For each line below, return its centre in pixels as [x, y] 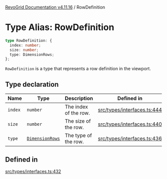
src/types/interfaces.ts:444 [130, 110]
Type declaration [32, 84]
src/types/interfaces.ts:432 [33, 171]
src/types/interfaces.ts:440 [130, 124]
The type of [78, 136]
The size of [78, 121]
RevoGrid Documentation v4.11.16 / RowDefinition [55, 7]
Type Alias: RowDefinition [60, 27]
